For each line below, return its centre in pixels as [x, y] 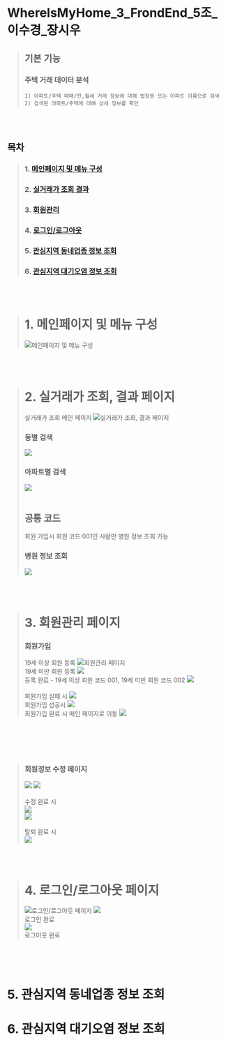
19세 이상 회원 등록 [50, 663]
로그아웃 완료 [42, 935]
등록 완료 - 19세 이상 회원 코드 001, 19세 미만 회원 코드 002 [105, 680]
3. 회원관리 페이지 [72, 622]
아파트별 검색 [45, 472]
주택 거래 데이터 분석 [56, 80]
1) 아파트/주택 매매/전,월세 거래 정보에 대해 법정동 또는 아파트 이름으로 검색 [122, 96]
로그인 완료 [39, 919]
